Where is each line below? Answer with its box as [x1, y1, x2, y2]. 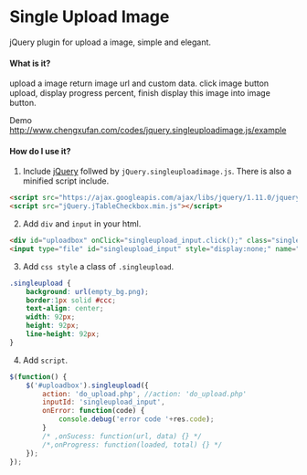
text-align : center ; [26, 304, 104, 313]
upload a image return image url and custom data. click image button [9, 78, 270, 89]
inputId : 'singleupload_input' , [42, 397, 166, 407]
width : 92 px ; [26, 312, 76, 322]
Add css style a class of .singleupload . [22, 260, 175, 271]
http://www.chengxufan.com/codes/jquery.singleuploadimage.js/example [9, 125, 287, 136]
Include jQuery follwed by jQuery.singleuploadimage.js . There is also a [22, 166, 292, 177]
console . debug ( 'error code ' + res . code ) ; [58, 415, 215, 424]
